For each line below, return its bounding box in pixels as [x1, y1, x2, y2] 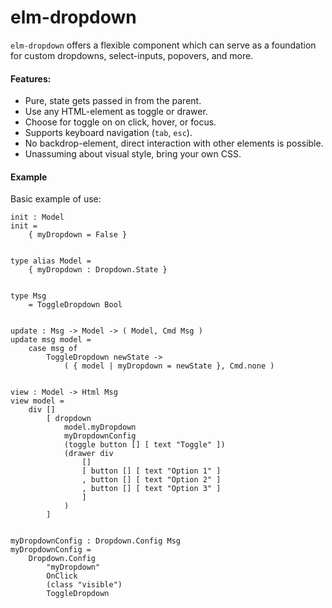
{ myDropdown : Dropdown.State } [28, 265, 168, 275]
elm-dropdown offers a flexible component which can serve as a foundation [10, 39, 317, 51]
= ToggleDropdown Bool [28, 300, 123, 310]
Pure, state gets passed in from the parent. [24, 95, 202, 107]
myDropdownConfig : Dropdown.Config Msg [10, 536, 182, 546]
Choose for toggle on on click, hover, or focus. [24, 116, 217, 128]
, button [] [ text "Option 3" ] [81, 484, 222, 494]
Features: [10, 72, 52, 85]
